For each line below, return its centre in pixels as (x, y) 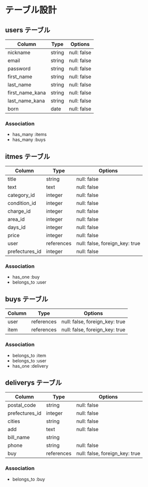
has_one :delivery (30, 366)
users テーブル (28, 30)
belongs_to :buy (29, 479)
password (19, 69)
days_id (17, 227)
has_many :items (29, 135)
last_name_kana (26, 101)
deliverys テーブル (33, 382)
